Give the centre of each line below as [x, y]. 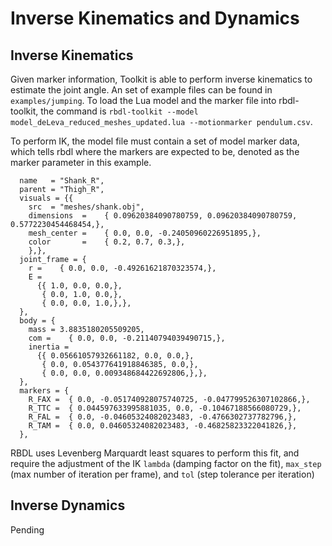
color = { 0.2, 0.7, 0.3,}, [107, 242]
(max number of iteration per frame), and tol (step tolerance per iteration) [162, 474]
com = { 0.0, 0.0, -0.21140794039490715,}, [127, 338]
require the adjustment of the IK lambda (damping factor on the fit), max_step [166, 463]
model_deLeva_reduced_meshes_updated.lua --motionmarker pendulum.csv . [161, 121]
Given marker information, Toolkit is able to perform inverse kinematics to [161, 79]
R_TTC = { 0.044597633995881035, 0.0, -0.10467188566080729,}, [165, 408]
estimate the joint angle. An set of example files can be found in [141, 90]
